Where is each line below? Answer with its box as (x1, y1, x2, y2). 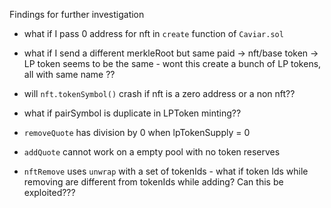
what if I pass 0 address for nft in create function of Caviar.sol (23, 28, 284, 39)
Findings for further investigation (9, 9, 145, 20)
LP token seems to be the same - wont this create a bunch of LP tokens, (23, 58, 322, 69)
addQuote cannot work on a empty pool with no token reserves (23, 146, 281, 158)
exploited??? (23, 187, 76, 198)
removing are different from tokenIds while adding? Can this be (23, 176, 284, 188)
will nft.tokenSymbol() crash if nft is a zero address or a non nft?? (23, 88, 296, 99)
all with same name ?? (23, 69, 116, 80)
